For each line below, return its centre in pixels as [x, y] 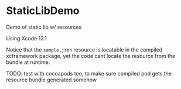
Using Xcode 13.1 [26, 38]
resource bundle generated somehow [52, 80]
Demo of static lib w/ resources [44, 27]
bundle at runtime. [28, 62]
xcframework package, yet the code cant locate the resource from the [91, 56]
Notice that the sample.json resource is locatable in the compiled [84, 49]
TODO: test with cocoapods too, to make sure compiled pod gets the [89, 73]
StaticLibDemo [43, 11]
